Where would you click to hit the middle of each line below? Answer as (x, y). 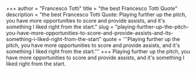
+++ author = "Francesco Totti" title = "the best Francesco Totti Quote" (92, 8)
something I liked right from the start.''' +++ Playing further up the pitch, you (98, 51)
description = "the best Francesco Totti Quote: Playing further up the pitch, (96, 14)
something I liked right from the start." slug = (60, 27)
